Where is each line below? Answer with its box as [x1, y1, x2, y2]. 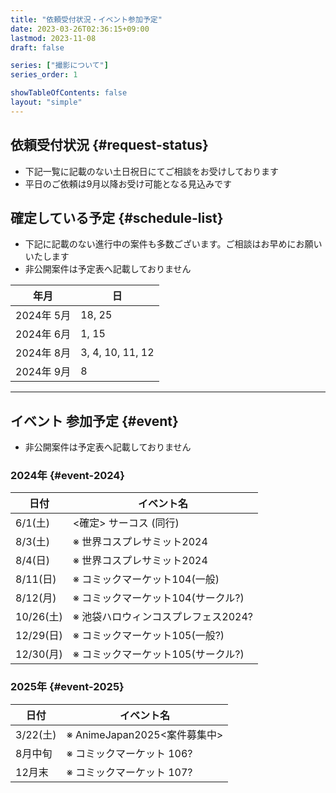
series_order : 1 [10, 70, 78, 80]
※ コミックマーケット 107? [66, 765, 193, 779]
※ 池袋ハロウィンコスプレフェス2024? [72, 610, 253, 624]
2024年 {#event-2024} [10, 469, 125, 483]
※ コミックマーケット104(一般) [72, 572, 220, 586]
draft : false [10, 42, 65, 53]
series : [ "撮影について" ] [10, 61, 109, 71]
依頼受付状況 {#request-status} [10, 137, 209, 154]
